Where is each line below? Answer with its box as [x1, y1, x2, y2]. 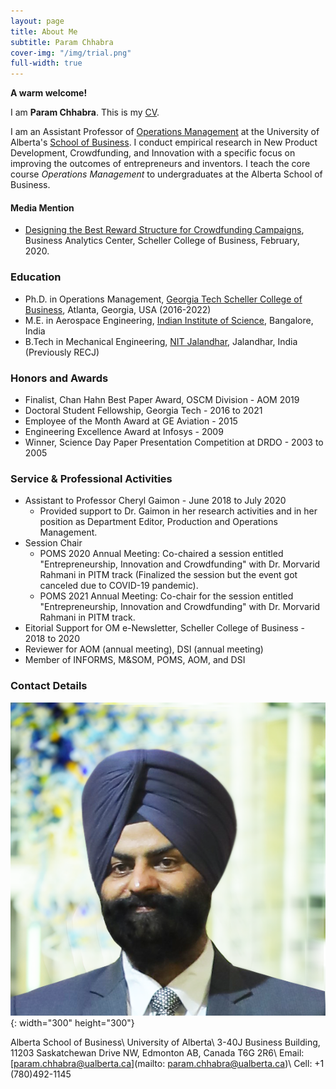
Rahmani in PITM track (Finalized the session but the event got [39, 569, 298, 581]
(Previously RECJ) [24, 346, 100, 358]
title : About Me [10, 26, 78, 37]
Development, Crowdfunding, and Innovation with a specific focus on [10, 147, 296, 159]
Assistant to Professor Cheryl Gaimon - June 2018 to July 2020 [24, 495, 287, 507]
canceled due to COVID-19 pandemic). [39, 580, 199, 592]
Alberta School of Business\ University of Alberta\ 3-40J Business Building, [10, 1036, 321, 1048]
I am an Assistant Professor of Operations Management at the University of [10, 126, 320, 138]
